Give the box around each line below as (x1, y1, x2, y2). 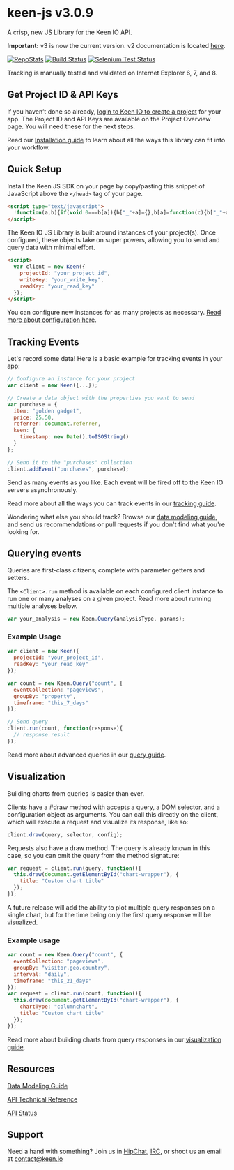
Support (7, 1129, 44, 1141)
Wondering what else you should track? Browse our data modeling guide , (7, 512, 218, 521)
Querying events (7, 547, 81, 559)
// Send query (7, 718, 49, 725)
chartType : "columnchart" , (19, 1003, 98, 1010)
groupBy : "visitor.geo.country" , (13, 964, 111, 971)
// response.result (13, 732, 70, 739)
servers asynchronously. (7, 485, 78, 494)
